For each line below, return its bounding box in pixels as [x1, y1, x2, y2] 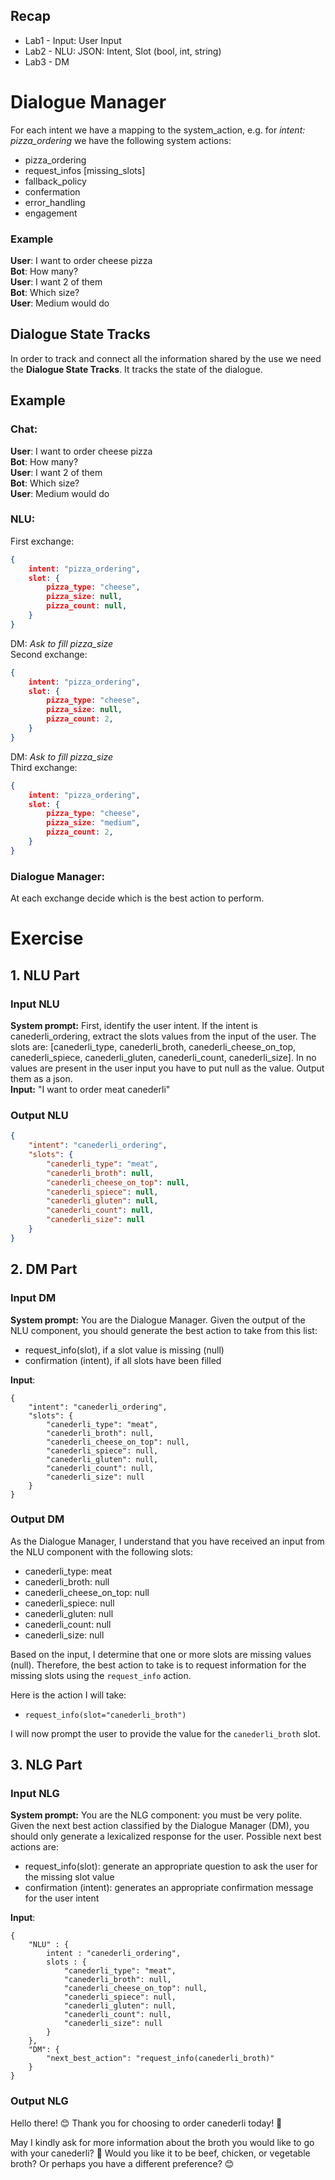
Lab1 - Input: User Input [24, 34, 122, 46]
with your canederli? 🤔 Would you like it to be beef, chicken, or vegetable [10, 2147, 311, 2159]
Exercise [10, 927, 84, 950]
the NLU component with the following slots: [10, 1545, 193, 1558]
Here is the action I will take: [10, 1689, 127, 1701]
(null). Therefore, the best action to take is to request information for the [10, 1659, 307, 1671]
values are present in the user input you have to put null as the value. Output [10, 1062, 325, 1074]
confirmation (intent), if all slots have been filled [24, 1354, 222, 1366]
